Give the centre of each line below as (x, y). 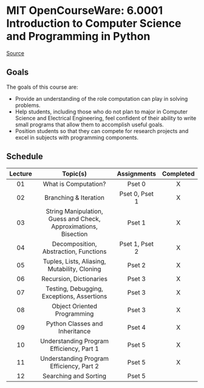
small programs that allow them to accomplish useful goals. (89, 124)
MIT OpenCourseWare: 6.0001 (84, 11)
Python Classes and (74, 324)
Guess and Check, (74, 219)
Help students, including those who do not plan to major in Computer (101, 111)
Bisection (74, 234)
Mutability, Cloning (74, 269)
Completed (178, 174)
